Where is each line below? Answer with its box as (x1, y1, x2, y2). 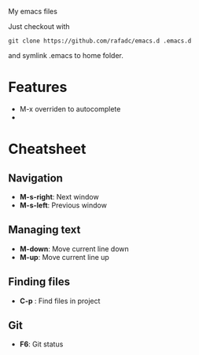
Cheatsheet (8, 141, 87, 158)
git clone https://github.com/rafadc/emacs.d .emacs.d (8, 37, 192, 45)
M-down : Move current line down (19, 243, 130, 254)
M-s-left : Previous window (19, 200, 108, 210)
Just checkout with (8, 22, 70, 31)
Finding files (8, 275, 71, 289)
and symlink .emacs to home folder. (8, 51, 124, 60)
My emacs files (8, 7, 57, 16)
